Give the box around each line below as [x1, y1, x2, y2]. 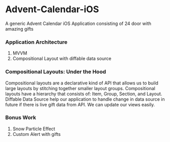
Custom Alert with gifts [12, 131, 61, 137]
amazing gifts [5, 25, 34, 32]
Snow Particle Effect [12, 126, 55, 132]
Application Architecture [5, 38, 67, 45]
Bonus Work [5, 114, 37, 121]
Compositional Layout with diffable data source [12, 55, 112, 62]
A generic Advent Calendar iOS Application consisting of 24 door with [5, 20, 151, 26]
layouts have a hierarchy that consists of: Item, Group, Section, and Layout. [5, 91, 162, 97]
